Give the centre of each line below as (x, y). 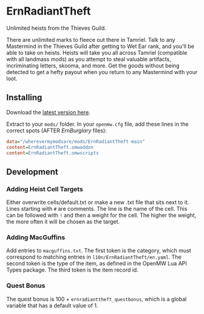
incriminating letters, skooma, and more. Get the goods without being (93, 66)
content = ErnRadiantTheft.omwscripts (53, 153)
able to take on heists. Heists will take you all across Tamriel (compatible (97, 52)
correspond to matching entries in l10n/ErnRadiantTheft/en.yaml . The (94, 257)
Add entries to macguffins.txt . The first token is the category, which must (99, 251)
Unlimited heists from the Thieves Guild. (56, 28)
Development (32, 172)
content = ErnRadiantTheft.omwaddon (50, 147)
